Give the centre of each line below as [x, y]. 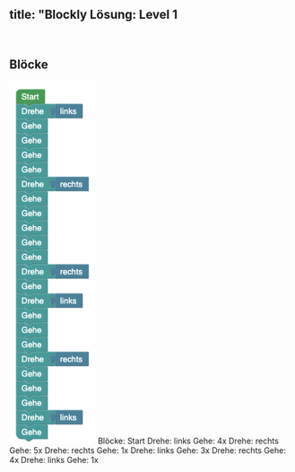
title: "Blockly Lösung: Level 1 [93, 15]
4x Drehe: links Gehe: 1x [54, 459]
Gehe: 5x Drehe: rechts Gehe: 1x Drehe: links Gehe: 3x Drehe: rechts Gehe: [148, 450]
